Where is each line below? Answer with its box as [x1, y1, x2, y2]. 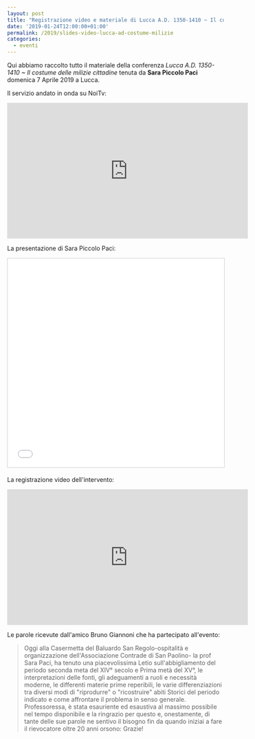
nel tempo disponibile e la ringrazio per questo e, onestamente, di [23, 710, 210, 718]
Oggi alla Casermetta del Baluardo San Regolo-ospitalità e [23, 644, 189, 652]
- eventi [13, 42, 38, 49]
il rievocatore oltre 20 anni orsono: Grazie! [23, 725, 144, 733]
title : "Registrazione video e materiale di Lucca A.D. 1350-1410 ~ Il [7, 17, 217, 23]
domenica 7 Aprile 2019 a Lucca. [7, 76, 100, 83]
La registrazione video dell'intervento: [7, 476, 115, 483]
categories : [7, 36, 41, 43]
